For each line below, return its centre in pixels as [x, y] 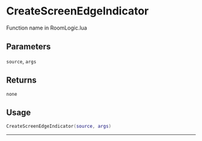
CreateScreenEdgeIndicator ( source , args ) [59, 127]
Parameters [29, 47]
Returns [22, 80]
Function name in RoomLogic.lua [47, 28]
